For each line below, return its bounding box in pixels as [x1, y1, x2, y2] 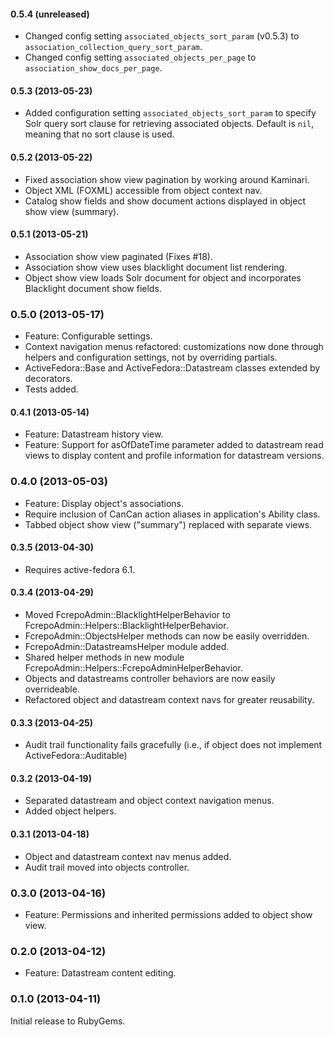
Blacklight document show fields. [24, 282, 162, 294]
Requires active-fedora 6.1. [24, 563, 136, 575]
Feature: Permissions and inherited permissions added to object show [24, 908, 313, 920]
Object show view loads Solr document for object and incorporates [24, 271, 302, 284]
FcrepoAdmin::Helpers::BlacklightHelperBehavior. [24, 620, 229, 632]
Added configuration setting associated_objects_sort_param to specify [24, 107, 317, 119]
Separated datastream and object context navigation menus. [24, 795, 275, 807]
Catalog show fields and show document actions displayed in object [24, 195, 306, 207]
